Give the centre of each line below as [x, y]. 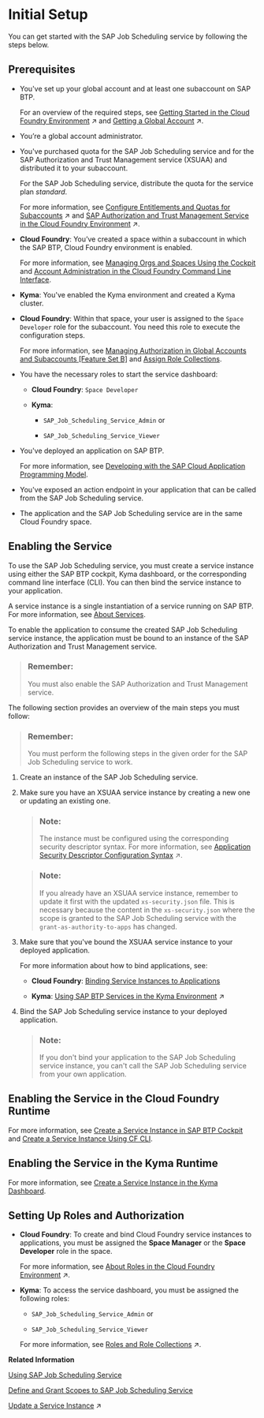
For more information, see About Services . [77, 614]
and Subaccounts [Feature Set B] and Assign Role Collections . [121, 359]
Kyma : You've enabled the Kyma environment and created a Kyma [127, 294]
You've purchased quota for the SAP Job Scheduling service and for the [137, 151]
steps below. [29, 44]
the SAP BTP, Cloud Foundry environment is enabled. [106, 247]
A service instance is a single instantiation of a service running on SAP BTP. [131, 606]
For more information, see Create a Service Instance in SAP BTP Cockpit [126, 1130]
